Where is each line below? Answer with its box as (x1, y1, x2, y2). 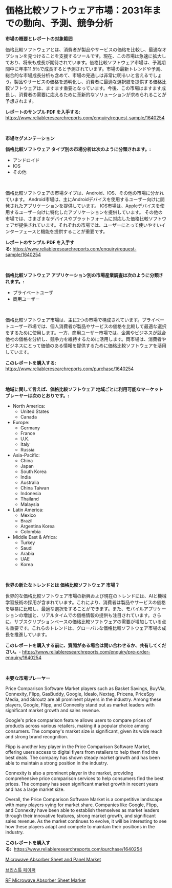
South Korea (20, 468, 47, 475)
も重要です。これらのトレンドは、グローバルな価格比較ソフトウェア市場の (5, 625, 162, 631)
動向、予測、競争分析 (23, 17, 114, 29)
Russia (20, 446, 35, 452)
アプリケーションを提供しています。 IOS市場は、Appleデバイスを (23, 203, 160, 209)
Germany (20, 425, 40, 431)
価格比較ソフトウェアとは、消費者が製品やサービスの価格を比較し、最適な (5, 46, 162, 52)
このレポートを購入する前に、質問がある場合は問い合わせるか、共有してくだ (5, 642, 166, 648)
